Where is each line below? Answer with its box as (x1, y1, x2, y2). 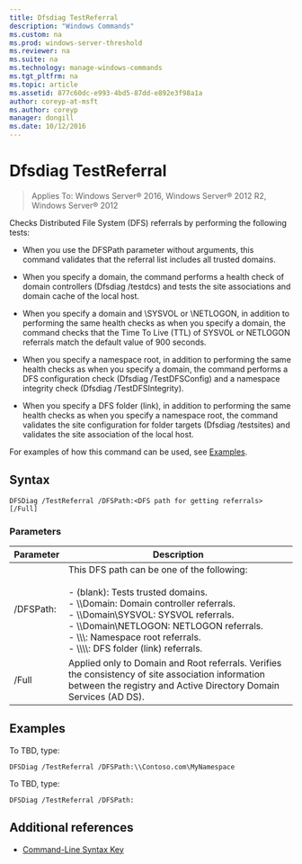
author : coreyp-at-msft (9, 96, 99, 106)
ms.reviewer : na (9, 47, 70, 56)
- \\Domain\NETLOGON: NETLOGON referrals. (67, 620, 263, 633)
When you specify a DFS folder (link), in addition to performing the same (22, 400, 291, 410)
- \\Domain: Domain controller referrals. (67, 598, 236, 610)
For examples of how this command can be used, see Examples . (9, 446, 248, 457)
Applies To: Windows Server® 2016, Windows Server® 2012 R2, (31, 190, 267, 201)
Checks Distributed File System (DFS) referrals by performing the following (9, 217, 288, 228)
